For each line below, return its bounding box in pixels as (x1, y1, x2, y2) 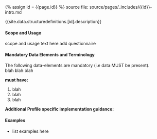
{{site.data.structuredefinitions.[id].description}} (5, 19, 102, 24)
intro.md (5, 9, 22, 15)
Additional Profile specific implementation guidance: (5, 106, 114, 112)
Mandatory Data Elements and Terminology (5, 52, 95, 57)
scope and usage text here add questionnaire (5, 41, 96, 47)
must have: (5, 77, 28, 83)
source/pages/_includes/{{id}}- (89, 4, 152, 10)
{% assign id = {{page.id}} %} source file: (5, 4, 88, 10)
